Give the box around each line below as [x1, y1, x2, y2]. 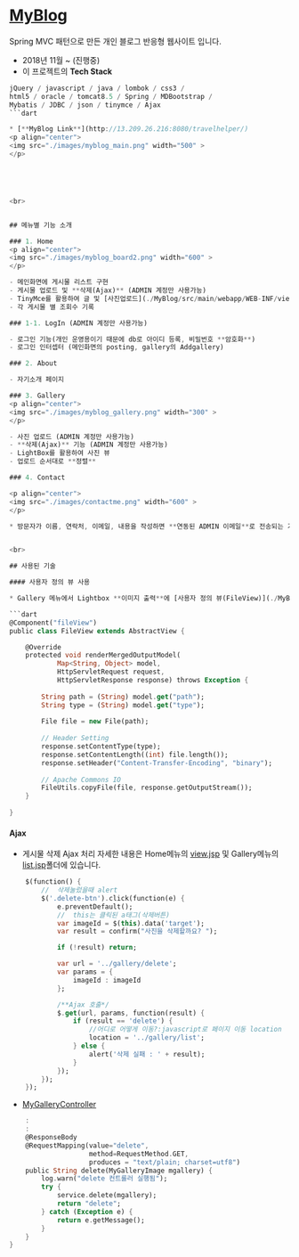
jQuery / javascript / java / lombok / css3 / [9, 84, 185, 93]
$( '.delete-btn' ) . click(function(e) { [41, 894, 185, 902]
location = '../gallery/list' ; [88, 1033, 205, 1042]
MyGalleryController [21, 1099, 97, 1110]
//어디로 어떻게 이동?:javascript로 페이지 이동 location [88, 1025, 282, 1034]
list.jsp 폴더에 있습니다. [21, 860, 101, 870]
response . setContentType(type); [41, 742, 162, 751]
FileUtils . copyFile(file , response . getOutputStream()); [41, 783, 253, 793]
